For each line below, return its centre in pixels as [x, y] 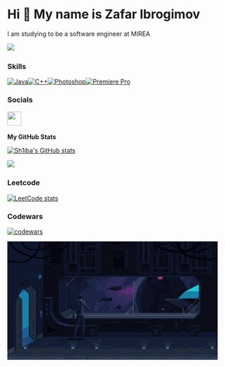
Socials [20, 100]
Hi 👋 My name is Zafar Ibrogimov [104, 14]
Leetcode [24, 183]
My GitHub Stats [32, 137]
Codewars [25, 216]
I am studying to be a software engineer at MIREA [79, 34]
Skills [17, 66]
